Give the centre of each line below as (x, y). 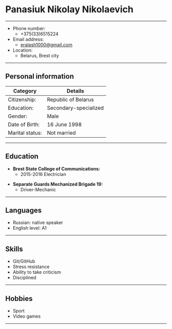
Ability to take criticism (37, 272)
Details (75, 91)
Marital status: (25, 133)
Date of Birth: (24, 124)
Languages (24, 210)
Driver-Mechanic (38, 189)
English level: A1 (30, 228)
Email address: (28, 39)
